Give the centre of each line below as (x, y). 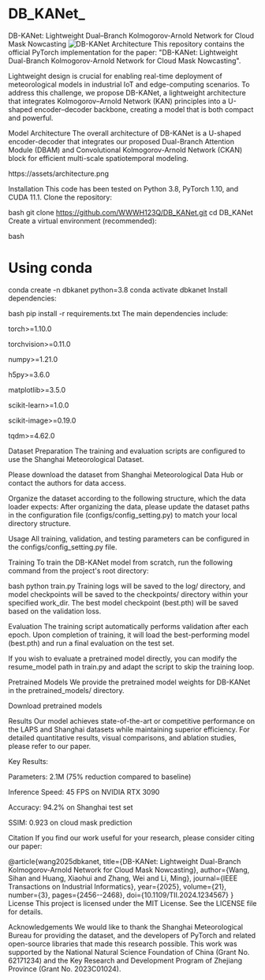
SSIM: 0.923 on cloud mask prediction (70, 822)
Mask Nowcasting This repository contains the (126, 43)
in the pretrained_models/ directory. (66, 690)
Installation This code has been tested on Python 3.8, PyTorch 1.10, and (123, 188)
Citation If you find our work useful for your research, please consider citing (131, 837)
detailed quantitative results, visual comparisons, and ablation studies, (122, 737)
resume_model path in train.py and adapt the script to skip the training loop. (131, 666)
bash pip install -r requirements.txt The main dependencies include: (118, 313)
